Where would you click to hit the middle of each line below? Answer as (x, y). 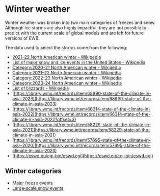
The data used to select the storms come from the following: (66, 47)
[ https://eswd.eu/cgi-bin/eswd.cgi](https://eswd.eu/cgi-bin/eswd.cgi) (83, 155)
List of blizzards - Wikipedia (40, 88)
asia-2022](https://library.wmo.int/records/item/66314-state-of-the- (81, 114)
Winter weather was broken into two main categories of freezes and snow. (80, 22)
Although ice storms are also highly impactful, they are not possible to (76, 27)
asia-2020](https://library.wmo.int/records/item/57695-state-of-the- (81, 145)
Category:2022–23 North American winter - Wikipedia (67, 78)
